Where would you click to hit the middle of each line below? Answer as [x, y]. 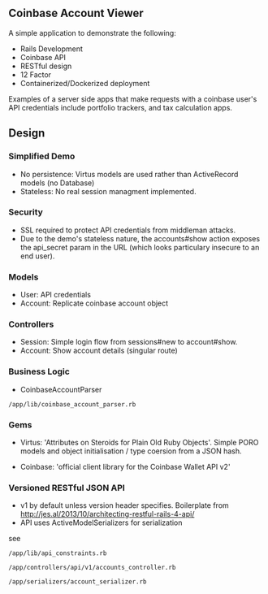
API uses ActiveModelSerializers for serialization [101, 522]
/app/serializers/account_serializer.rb [78, 582]
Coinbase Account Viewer [76, 13]
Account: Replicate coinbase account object [94, 303]
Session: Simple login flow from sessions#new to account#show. [129, 342]
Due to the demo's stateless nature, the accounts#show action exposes [140, 238]
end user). [37, 256]
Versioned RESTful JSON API [67, 488]
